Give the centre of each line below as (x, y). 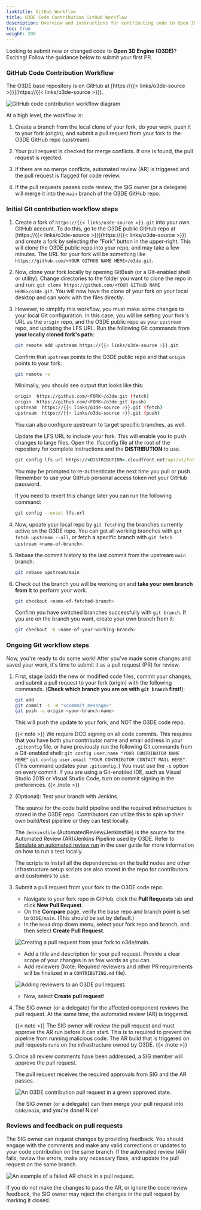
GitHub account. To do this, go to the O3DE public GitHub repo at (95, 229)
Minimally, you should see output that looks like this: (79, 385)
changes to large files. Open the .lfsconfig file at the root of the (92, 442)
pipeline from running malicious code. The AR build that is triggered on (102, 1038)
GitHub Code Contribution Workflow (60, 73)
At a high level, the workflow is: (45, 115)
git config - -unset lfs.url (50, 513)
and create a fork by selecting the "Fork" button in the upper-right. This (103, 241)
